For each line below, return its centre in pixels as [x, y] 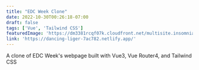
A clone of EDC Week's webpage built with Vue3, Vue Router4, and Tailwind [99, 56]
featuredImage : [25, 34]
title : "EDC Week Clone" [37, 11]
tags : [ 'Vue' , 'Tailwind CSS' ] [45, 28]
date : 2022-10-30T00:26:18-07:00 [47, 17]
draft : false [22, 22]
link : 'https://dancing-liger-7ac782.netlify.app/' [71, 39]
